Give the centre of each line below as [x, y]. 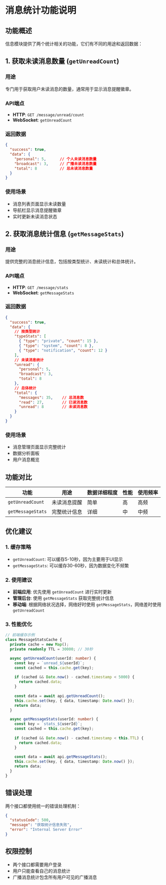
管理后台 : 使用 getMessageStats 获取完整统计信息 [63, 598]
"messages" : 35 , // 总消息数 [51, 397]
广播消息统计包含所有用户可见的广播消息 [55, 877]
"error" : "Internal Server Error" [46, 830]
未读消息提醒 [67, 503]
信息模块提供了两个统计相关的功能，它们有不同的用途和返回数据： [74, 44]
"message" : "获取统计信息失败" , [41, 825]
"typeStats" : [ [30, 336]
